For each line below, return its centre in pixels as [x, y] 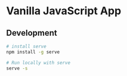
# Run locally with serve [38, 63]
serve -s [17, 68]
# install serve [26, 46]
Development [32, 33]
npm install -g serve [33, 52]
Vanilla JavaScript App [64, 11]
